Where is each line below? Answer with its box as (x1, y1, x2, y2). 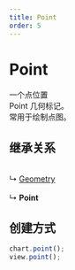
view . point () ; (9, 252, 62, 261)
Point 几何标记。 (9, 101, 69, 112)
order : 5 (9, 21, 41, 30)
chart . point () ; (9, 244, 65, 253)
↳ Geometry (9, 174, 56, 184)
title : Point (9, 12, 57, 22)
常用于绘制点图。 (9, 112, 71, 122)
